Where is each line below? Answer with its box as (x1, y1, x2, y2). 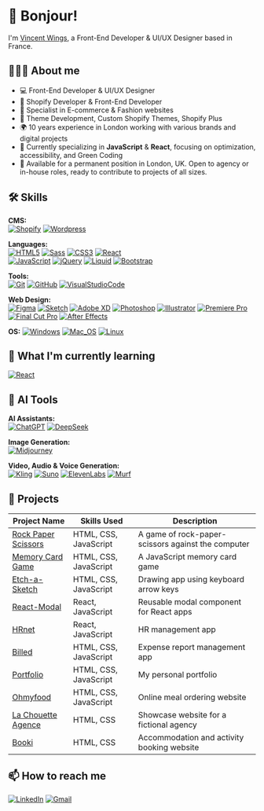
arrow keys (137, 584, 179, 594)
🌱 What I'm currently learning (8, 349, 156, 362)
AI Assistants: (8, 414, 55, 424)
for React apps (137, 607, 192, 617)
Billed (12, 647, 33, 657)
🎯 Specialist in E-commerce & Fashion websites (19, 105, 174, 115)
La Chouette (12, 710, 57, 720)
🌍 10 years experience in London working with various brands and (19, 122, 236, 132)
